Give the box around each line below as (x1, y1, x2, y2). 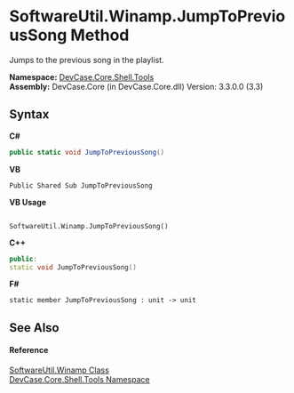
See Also (9, 320, 60, 335)
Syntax (9, 107, 50, 122)
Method (70, 25, 130, 45)
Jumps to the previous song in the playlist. (9, 54, 164, 65)
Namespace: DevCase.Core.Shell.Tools (9, 71, 155, 82)
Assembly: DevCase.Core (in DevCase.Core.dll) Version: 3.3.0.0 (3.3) (9, 81, 264, 92)
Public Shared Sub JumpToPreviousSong (9, 180, 153, 190)
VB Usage (9, 196, 47, 207)
